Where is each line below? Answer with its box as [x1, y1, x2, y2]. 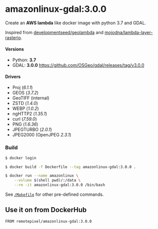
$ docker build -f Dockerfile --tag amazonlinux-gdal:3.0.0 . [5, 164, 136, 169]
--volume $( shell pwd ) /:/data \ [14, 178, 81, 183]
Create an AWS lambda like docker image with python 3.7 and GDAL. [5, 20, 146, 26]
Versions [5, 46, 24, 52]
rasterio [5, 35, 21, 41]
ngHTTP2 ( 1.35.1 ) [12, 111, 48, 117]
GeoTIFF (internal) [12, 95, 50, 101]
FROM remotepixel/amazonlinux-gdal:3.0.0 [5, 219, 92, 224]
